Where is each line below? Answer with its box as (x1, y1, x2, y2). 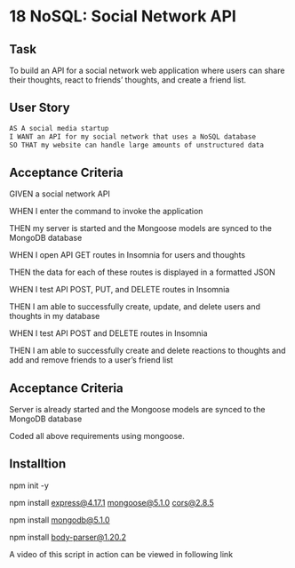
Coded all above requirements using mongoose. (9, 431, 185, 442)
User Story (9, 100, 70, 116)
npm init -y (9, 480, 49, 491)
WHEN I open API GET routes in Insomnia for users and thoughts (9, 250, 246, 260)
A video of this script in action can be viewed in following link (9, 548, 234, 559)
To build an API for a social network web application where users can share (9, 65, 285, 76)
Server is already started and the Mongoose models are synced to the (9, 404, 266, 415)
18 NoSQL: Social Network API (9, 6, 237, 27)
